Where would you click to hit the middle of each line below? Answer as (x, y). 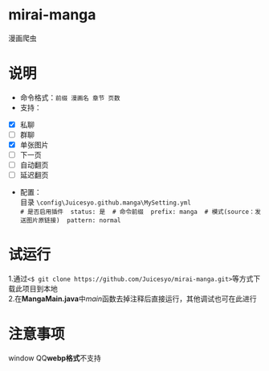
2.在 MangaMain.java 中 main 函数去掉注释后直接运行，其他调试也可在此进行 (132, 299)
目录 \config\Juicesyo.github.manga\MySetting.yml (105, 202)
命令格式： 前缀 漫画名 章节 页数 (70, 97)
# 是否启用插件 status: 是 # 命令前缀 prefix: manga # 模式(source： (137, 212)
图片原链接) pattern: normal (73, 221)
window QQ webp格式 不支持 (55, 358)
